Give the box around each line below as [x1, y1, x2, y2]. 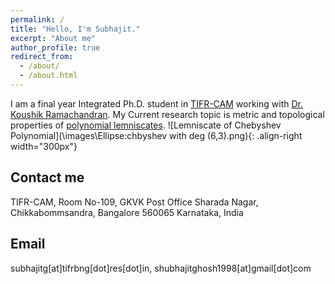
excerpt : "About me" [10, 33, 97, 43]
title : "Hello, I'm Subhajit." [10, 24, 141, 34]
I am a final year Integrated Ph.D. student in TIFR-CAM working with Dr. [10, 97, 303, 110]
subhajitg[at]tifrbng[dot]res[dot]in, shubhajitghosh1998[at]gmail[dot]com [10, 262, 312, 274]
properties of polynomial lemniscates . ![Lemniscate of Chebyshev [10, 119, 282, 131]
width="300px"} [10, 140, 78, 152]
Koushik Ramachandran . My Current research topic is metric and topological [10, 108, 325, 120]
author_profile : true [10, 42, 101, 53]
